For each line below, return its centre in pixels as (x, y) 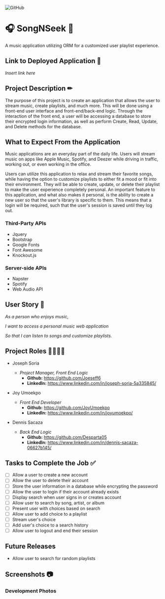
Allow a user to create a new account (50, 475)
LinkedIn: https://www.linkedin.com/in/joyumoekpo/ (80, 412)
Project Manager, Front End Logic (54, 373)
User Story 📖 (25, 305)
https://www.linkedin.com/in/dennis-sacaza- (93, 442)
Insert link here (20, 73)
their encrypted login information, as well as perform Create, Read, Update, (82, 121)
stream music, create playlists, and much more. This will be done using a (79, 106)
